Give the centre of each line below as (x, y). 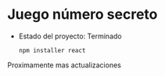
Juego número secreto (82, 14)
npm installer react (52, 50)
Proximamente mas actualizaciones (65, 65)
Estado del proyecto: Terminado (70, 36)
